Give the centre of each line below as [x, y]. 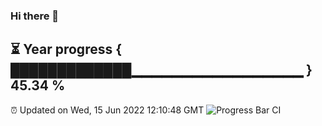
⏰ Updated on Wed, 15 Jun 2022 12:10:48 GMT [107, 110]
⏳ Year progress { [66, 49]
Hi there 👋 [35, 16]
